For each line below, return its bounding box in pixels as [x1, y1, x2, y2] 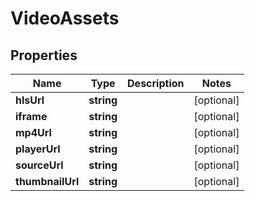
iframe [15, 110, 48, 123]
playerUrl [15, 142, 61, 156]
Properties [10, 47, 78, 64]
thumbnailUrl [15, 175, 80, 188]
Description [127, 77, 185, 90]
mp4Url [15, 126, 52, 139]
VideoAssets [10, 7, 120, 30]
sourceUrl [15, 158, 64, 172]
